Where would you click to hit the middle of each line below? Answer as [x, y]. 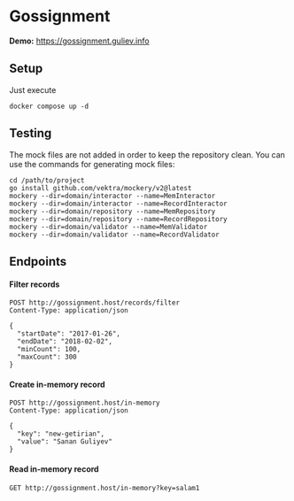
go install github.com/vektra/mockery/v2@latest [101, 188]
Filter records [35, 284]
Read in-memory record [54, 469]
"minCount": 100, [49, 350]
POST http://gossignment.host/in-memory [85, 403]
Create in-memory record [57, 384]
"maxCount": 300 [47, 357]
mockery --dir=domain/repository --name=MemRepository [112, 211]
